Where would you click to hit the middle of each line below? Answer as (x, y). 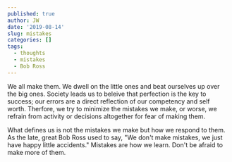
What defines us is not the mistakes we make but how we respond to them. (116, 130)
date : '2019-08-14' (36, 27)
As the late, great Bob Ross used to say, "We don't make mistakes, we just (115, 137)
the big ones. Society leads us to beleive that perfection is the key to (107, 94)
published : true (31, 14)
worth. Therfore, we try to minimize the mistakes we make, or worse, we (112, 108)
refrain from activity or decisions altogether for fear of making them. (106, 116)
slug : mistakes (30, 33)
